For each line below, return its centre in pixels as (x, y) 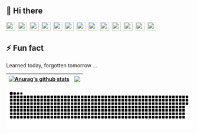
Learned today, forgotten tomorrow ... (52, 65)
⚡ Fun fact (25, 48)
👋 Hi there (24, 11)
